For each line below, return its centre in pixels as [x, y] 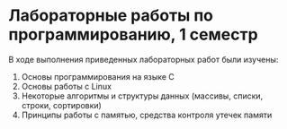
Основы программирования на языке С [98, 76]
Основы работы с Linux [66, 86]
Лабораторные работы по [111, 16]
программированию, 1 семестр [133, 34]
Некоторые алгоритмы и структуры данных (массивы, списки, [142, 96]
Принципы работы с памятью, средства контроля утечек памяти [147, 115]
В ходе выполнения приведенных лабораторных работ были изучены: [143, 59]
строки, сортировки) [62, 105]
